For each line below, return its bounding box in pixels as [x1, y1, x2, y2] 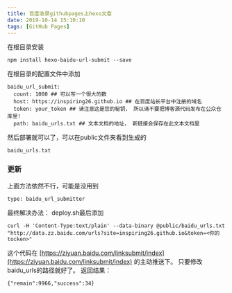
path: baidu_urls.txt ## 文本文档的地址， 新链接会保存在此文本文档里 [13, 121, 200, 127]
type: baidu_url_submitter [7, 195, 85, 202]
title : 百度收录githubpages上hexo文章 [7, 10, 113, 17]
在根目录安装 [7, 43, 44, 51]
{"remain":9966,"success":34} [7, 280, 95, 287]
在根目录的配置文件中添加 [7, 70, 81, 78]
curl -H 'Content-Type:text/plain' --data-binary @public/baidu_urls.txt [7, 222, 226, 229]
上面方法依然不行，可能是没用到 [7, 181, 99, 190]
